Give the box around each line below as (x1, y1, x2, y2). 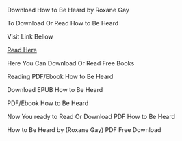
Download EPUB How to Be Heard (7, 86, 103, 94)
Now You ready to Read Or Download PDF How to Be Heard (7, 113, 176, 120)
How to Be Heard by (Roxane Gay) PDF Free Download (7, 126, 161, 133)
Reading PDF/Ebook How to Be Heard (7, 72, 114, 80)
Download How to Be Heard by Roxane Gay (7, 6, 130, 14)
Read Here (7, 46, 38, 54)
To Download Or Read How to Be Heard (7, 19, 119, 27)
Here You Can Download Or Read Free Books (7, 59, 135, 67)
